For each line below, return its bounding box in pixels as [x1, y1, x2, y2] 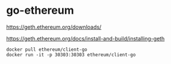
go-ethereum [6, 4, 74, 17]
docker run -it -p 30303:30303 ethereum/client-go [6, 51, 136, 57]
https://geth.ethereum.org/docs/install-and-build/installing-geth [6, 35, 165, 42]
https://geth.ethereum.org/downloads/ [6, 23, 102, 31]
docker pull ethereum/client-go [6, 46, 87, 53]
